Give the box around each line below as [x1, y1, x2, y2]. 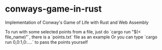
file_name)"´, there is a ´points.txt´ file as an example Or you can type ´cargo [5, 34, 158, 40]
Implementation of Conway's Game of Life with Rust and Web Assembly [5, 19, 149, 25]
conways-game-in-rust [5, 3, 102, 15]
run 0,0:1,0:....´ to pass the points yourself [5, 39, 88, 45]
